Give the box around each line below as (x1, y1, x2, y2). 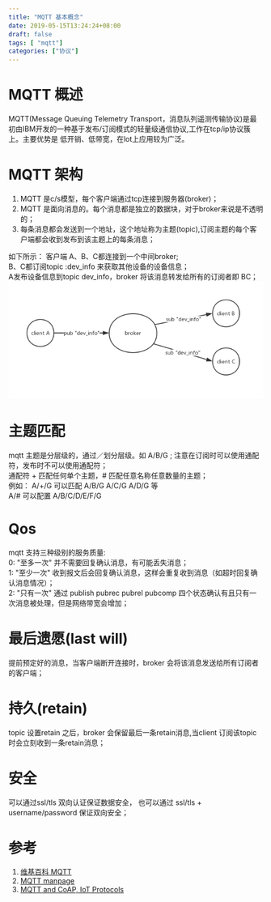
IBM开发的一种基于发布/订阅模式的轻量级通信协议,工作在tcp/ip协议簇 (22, 124, 251, 134)
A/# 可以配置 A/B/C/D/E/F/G (8, 491, 102, 500)
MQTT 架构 (8, 166, 83, 184)
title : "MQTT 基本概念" (8, 13, 83, 21)
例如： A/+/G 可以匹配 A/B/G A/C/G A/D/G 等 (8, 480, 159, 490)
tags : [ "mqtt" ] (8, 39, 63, 47)
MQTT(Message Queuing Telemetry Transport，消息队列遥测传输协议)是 (8, 114, 250, 124)
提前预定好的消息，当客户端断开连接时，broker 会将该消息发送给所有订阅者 (8, 657, 259, 667)
